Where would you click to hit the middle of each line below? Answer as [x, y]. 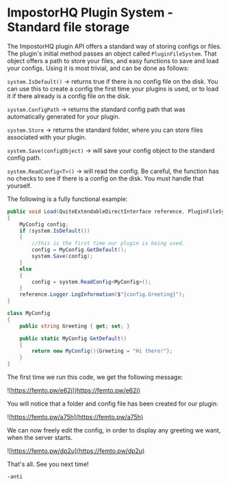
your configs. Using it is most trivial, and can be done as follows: [98, 68]
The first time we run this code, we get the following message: [95, 377]
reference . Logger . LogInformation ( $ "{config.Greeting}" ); [102, 294]
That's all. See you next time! [48, 464]
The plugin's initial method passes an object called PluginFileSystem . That [112, 54]
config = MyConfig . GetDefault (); [79, 250]
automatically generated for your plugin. [64, 116]
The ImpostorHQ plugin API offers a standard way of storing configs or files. [114, 46]
